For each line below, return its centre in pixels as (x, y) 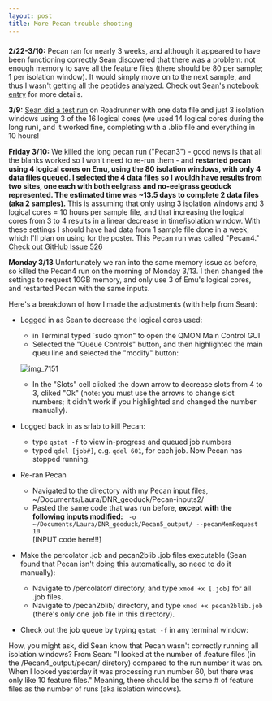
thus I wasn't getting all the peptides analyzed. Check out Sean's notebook (134, 85)
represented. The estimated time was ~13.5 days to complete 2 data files (134, 195)
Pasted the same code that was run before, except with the (132, 508)
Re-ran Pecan (43, 475)
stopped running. (61, 459)
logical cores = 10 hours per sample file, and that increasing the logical (127, 212)
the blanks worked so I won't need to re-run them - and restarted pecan (130, 160)
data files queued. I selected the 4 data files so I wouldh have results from (135, 178)
